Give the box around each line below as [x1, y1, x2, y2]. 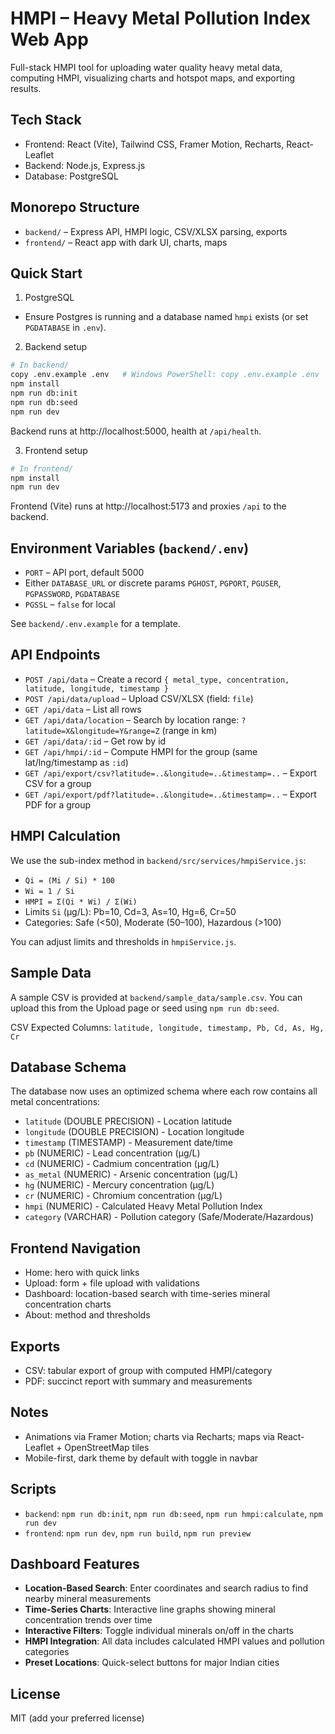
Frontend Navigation [10, 1240, 142, 1257]
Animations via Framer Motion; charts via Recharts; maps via [24, 1430, 275, 1442]
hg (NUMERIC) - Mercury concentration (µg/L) [24, 1179, 215, 1191]
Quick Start [10, 265, 83, 282]
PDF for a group [24, 798, 92, 811]
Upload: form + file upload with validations [24, 1277, 200, 1289]
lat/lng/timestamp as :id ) [24, 756, 129, 768]
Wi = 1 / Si [24, 886, 75, 896]
